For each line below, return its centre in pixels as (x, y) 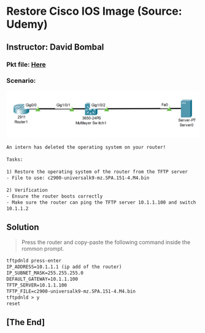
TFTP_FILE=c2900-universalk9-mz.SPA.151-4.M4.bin (71, 291)
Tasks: (15, 159)
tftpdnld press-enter (34, 261)
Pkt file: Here (26, 64)
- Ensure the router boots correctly (55, 196)
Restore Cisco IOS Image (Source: (94, 11)
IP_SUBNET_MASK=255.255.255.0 (45, 273)
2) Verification (27, 190)
